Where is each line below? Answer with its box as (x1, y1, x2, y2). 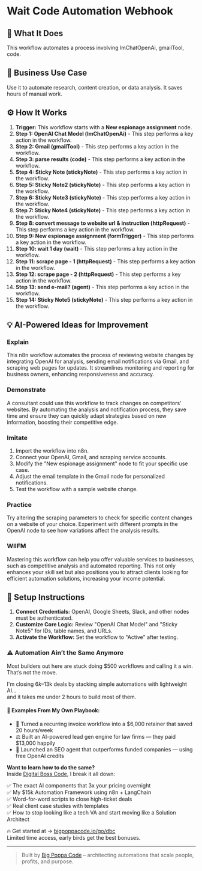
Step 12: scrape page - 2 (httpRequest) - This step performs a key (15, 270, 181, 278)
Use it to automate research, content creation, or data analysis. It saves (7, 84, 183, 91)
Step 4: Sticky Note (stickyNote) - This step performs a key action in (15, 168, 188, 176)
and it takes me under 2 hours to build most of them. (7, 693, 137, 700)
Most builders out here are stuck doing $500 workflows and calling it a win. (7, 662, 194, 670)
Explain (7, 338, 29, 346)
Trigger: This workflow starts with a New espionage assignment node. (15, 123, 192, 130)
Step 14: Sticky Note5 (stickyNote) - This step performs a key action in (15, 296, 193, 303)
